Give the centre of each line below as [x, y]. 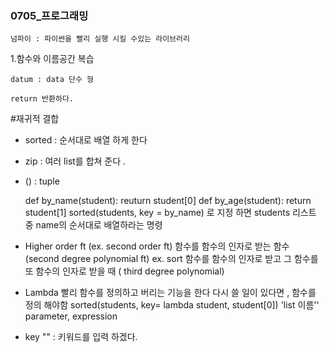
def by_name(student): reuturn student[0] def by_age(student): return [168, 201]
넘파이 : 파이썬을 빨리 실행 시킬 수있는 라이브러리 [100, 39]
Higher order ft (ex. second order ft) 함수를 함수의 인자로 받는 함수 [157, 246]
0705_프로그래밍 [49, 15]
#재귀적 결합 [35, 119]
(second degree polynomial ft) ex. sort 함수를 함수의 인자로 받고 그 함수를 [171, 259]
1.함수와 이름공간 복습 [52, 59]
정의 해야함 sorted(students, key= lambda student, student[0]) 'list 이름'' [172, 305]
